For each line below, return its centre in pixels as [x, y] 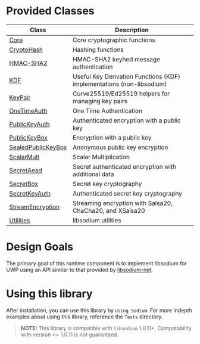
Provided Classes [50, 11]
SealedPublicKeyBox [38, 147]
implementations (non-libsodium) [120, 83]
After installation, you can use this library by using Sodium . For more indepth [99, 310]
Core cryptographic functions [114, 40]
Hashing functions [98, 49]
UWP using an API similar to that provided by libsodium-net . [79, 269]
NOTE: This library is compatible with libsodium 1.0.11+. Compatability [106, 328]
